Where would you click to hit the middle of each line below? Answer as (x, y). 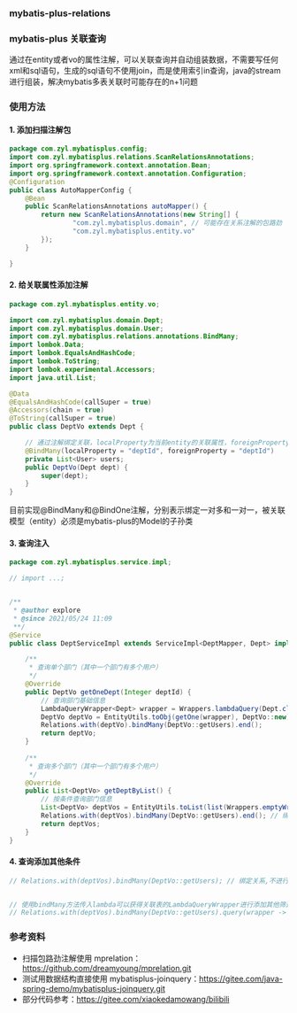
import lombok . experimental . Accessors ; (83, 369)
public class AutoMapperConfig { (71, 190)
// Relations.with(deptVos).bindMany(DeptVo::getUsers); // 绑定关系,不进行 (149, 881)
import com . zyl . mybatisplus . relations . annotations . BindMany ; (124, 336)
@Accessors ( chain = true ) (57, 410)
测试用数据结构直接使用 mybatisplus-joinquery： (110, 978)
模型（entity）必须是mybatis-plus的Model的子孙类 (101, 522)
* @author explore (47, 610)
